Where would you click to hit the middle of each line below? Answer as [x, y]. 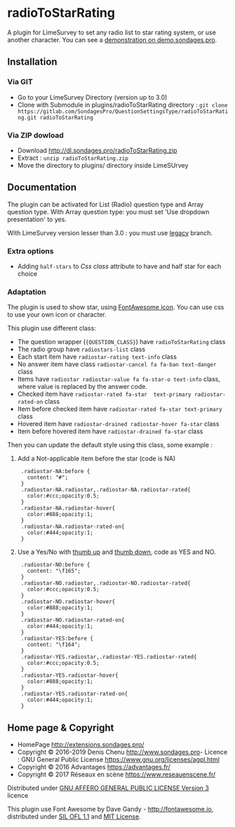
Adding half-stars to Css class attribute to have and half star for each [119, 266]
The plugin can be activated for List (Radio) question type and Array [106, 204]
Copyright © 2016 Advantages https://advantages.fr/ [94, 767]
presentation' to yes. [37, 219]
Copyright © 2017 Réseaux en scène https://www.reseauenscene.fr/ [116, 774]
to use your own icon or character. [57, 315]
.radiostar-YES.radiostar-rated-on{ [74, 694]
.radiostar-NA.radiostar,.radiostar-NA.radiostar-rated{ [106, 490]
